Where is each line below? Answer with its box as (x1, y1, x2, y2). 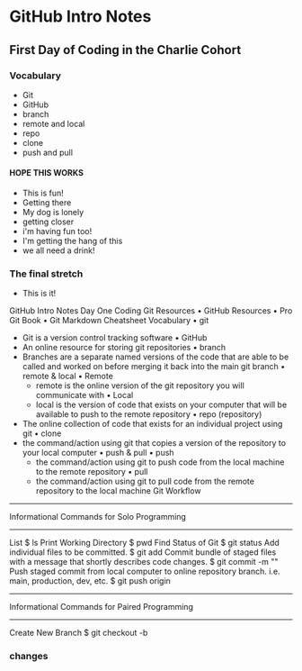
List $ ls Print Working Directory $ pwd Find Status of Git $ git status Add (9, 538, 280, 549)
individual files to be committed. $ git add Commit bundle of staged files (9, 547, 277, 558)
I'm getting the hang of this (22, 236, 123, 247)
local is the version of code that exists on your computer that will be (35, 399, 288, 411)
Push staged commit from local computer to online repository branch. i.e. (9, 566, 280, 577)
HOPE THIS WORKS (9, 168, 84, 178)
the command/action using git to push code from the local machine (35, 457, 285, 467)
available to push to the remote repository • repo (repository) (35, 409, 262, 420)
